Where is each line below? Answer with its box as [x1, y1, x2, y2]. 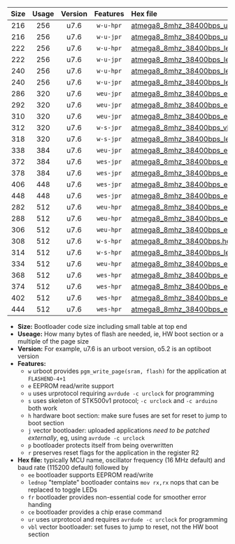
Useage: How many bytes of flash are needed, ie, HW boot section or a [17, 330, 224, 338]
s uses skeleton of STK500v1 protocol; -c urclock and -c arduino [27, 397, 218, 404]
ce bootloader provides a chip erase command [27, 508, 162, 516]
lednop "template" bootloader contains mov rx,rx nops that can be [27, 478, 219, 486]
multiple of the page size [17, 337, 90, 345]
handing [27, 501, 52, 508]
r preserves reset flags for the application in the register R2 [27, 448, 199, 457]
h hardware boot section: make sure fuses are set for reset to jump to [27, 411, 227, 420]
